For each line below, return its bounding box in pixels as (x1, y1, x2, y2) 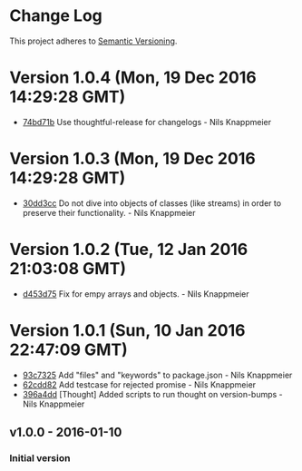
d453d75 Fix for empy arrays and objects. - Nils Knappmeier (22, 288, 249, 299)
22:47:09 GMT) (9, 339, 129, 359)
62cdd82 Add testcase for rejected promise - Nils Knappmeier (22, 378, 257, 390)
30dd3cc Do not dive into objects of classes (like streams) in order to (22, 197, 282, 209)
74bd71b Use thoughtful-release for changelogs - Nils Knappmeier (22, 116, 272, 127)
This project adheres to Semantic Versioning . (9, 35, 178, 46)
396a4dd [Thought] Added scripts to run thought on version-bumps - (22, 388, 283, 399)
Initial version (9, 452, 71, 464)
